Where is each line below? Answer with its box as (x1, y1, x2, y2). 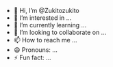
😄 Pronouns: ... (13, 46, 58, 54)
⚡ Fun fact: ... (13, 53, 51, 62)
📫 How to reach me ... (13, 36, 77, 44)
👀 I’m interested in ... (13, 14, 72, 22)
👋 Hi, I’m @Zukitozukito (13, 7, 80, 14)
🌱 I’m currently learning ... (13, 21, 87, 29)
